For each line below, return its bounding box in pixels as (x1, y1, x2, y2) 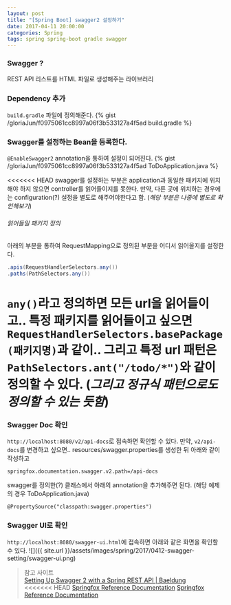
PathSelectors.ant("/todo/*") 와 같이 (7, 360, 217, 376)
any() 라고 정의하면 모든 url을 (7, 296, 163, 311)
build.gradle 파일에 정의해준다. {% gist (7, 111, 116, 119)
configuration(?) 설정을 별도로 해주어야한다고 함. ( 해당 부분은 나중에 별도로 (14, 194, 216, 202)
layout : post (7, 10, 45, 17)
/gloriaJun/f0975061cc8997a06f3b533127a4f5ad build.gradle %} (7, 119, 192, 127)
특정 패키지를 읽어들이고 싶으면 (28, 313, 192, 329)
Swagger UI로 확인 (7, 521, 68, 531)
